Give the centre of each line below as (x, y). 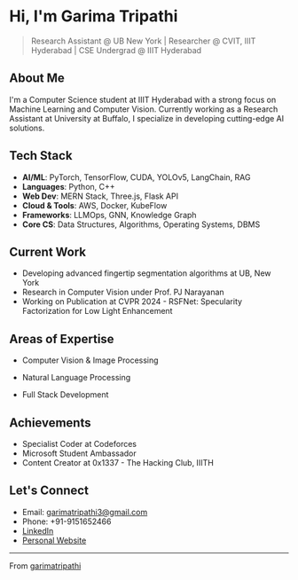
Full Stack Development (65, 395)
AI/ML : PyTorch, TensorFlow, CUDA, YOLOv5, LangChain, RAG (136, 177)
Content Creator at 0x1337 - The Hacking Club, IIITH (118, 462)
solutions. (27, 128)
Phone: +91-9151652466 (67, 521)
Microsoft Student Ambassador (79, 453)
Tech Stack (41, 156)
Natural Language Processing (76, 378)
